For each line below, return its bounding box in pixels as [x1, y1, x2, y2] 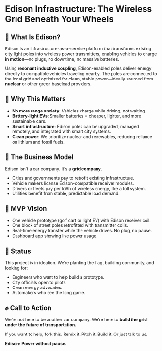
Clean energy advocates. [12, 285, 63, 290]
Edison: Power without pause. [5, 341, 67, 347]
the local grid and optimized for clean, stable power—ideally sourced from [5, 76, 154, 81]
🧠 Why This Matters [5, 95, 66, 103]
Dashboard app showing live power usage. [12, 233, 98, 239]
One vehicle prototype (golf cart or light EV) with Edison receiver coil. [12, 217, 151, 223]
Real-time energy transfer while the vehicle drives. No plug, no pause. [12, 228, 152, 234]
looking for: [5, 265, 28, 271]
